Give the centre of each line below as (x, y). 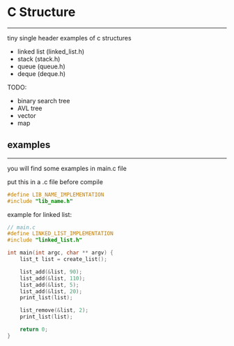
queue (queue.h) (41, 66)
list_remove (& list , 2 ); (54, 310)
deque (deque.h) (41, 73)
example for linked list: (39, 214)
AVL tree (30, 108)
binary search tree (44, 100)
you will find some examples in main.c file (67, 168)
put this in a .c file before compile (55, 181)
